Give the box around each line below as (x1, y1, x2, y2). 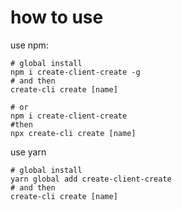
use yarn (10, 146, 47, 158)
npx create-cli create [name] (10, 128, 137, 138)
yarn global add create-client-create (10, 174, 172, 184)
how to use (10, 6, 104, 29)
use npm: (10, 39, 49, 51)
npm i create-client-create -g (10, 67, 141, 77)
